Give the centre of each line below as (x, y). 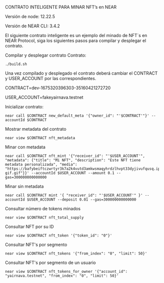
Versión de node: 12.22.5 (30, 16)
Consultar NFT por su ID (30, 227)
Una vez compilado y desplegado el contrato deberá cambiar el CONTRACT (81, 73)
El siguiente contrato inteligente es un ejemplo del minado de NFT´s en (76, 35)
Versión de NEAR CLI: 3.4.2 (32, 26)
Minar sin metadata (24, 186)
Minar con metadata (25, 147)
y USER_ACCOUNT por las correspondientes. (51, 78)
